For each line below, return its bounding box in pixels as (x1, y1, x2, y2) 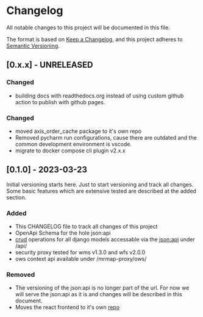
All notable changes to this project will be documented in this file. (6, 24, 171, 31)
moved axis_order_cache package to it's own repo (15, 127, 142, 135)
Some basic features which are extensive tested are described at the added (6, 187, 197, 194)
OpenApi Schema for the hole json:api (15, 229, 111, 237)
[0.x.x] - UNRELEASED (6, 60, 93, 70)
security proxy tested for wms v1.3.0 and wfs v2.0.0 (15, 249, 146, 256)
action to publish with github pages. (15, 98, 105, 105)
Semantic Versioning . (6, 42, 60, 49)
